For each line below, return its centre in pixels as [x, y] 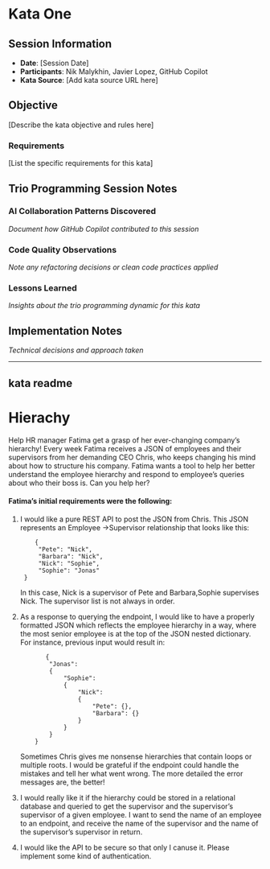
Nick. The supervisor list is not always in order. [97, 601]
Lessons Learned [43, 288]
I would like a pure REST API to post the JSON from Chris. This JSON [134, 519]
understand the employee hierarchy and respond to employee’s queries [127, 474]
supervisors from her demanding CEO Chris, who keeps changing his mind [132, 457]
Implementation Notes [65, 331]
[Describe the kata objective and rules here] [81, 125]
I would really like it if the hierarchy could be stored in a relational [127, 797]
